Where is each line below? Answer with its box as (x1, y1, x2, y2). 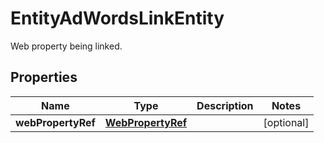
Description (196, 98, 254, 112)
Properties (10, 69, 78, 86)
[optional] (263, 115, 310, 129)
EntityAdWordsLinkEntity (10, 7, 225, 30)
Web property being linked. (10, 40, 123, 52)
